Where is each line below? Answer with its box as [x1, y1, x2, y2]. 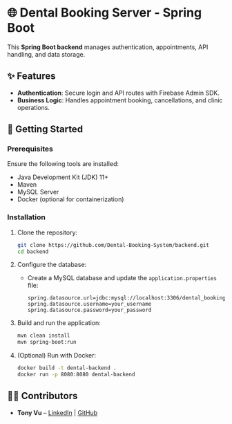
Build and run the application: [17, 319, 101, 327]
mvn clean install [17, 332, 70, 340]
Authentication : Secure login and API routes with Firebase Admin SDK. [17, 89, 220, 97]
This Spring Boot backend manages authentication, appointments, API [7, 43, 209, 51]
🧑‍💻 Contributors [7, 390, 78, 402]
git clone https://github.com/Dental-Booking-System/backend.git [17, 241, 209, 248]
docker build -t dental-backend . [17, 365, 117, 371]
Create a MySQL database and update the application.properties [27, 274, 217, 282]
